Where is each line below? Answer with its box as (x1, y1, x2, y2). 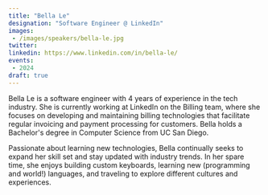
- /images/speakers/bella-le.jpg (11, 34, 125, 43)
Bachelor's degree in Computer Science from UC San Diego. (8, 128, 209, 137)
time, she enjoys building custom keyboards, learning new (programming (8, 160, 251, 169)
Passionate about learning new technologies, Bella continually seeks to (8, 143, 244, 152)
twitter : (8, 42, 38, 50)
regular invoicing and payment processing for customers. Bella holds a (8, 119, 243, 128)
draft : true (8, 71, 48, 79)
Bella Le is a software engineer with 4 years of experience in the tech (8, 93, 238, 103)
